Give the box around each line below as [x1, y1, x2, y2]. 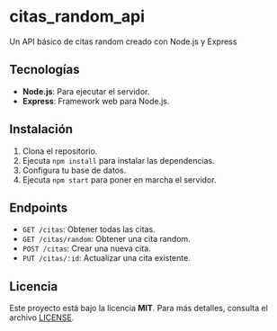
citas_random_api [9, 6, 146, 27]
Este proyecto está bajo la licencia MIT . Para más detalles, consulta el [9, 303, 268, 314]
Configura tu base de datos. [22, 165, 127, 175]
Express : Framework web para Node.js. [22, 95, 170, 106]
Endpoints [9, 200, 68, 215]
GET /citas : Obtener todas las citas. [22, 224, 156, 235]
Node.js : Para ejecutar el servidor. [22, 85, 150, 96]
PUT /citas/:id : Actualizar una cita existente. [22, 253, 191, 264]
